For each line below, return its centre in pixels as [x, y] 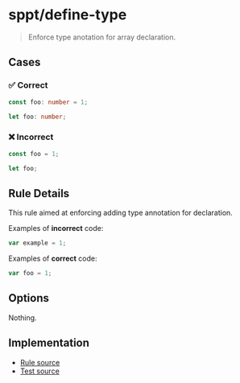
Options [29, 298]
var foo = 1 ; [30, 274]
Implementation [49, 343]
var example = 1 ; [37, 243]
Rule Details [39, 194]
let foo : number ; [37, 117]
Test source [40, 371]
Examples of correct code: [53, 258]
